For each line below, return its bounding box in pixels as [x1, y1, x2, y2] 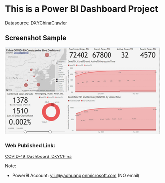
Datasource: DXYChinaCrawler [5, 20, 67, 26]
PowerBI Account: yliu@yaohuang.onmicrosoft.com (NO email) [12, 172, 140, 178]
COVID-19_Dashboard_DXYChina [5, 153, 72, 159]
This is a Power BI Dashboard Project [5, 3, 158, 15]
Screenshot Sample [5, 34, 67, 42]
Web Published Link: [5, 142, 55, 149]
